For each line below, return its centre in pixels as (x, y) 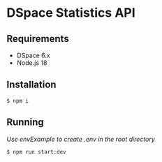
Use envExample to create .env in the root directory (81, 139)
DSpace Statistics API (71, 13)
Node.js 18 (32, 63)
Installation (31, 85)
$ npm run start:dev (37, 152)
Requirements (38, 39)
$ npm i (18, 101)
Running (25, 123)
